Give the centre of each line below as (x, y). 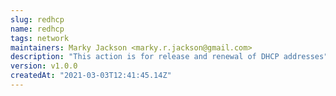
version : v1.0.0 (44, 66)
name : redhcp (37, 29)
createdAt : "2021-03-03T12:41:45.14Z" (91, 76)
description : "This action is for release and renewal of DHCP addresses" (169, 57)
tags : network (40, 38)
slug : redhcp (37, 19)
